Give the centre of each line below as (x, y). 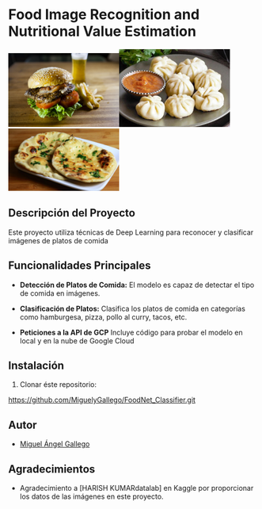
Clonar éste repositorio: (58, 385)
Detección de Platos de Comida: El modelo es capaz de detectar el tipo (137, 285)
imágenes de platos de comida (58, 240)
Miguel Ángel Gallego (55, 444)
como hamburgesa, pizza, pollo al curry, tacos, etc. (103, 317)
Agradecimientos (52, 469)
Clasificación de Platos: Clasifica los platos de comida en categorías (132, 308)
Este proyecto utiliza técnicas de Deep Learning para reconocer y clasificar (131, 232)
